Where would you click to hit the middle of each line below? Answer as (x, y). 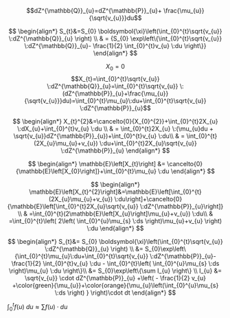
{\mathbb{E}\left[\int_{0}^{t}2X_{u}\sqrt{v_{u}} (73, 206)
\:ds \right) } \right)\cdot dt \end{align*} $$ (115, 293)
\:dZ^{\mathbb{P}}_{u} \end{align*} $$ (115, 150)
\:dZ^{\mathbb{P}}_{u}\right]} (182, 206)
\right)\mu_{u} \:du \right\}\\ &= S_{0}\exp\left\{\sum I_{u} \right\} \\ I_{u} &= (115, 271)
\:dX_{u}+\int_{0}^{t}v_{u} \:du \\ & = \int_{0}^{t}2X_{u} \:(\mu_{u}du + (115, 128)
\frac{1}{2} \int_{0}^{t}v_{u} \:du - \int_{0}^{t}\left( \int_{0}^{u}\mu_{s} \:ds (115, 263)
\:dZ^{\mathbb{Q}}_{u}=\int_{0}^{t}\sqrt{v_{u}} (113, 86)
